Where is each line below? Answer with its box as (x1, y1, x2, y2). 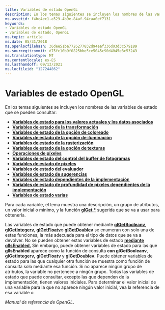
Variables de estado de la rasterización (12, 140, 94, 146)
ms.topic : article (5, 35, 43, 40)
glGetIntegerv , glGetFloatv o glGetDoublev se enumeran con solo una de (5, 227, 155, 233)
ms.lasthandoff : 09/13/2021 (5, 62, 63, 67)
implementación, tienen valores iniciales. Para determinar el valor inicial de (5, 279, 156, 285)
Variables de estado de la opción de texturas (12, 145, 106, 151)
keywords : (5, 21, 26, 26)
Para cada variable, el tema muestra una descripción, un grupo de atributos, (5, 201, 159, 207)
